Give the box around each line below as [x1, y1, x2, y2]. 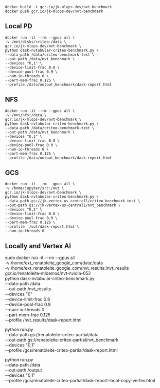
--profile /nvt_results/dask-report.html [5, 317, 82, 323]
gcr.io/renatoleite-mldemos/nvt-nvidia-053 [5, 270, 91, 276]
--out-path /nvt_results [5, 286, 51, 292]
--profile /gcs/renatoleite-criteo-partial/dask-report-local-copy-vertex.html [5, 378, 156, 384]
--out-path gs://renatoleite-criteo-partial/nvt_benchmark [5, 337, 119, 343]
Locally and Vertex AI [5, 242, 71, 250]
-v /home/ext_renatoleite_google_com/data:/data [5, 260, 103, 266]
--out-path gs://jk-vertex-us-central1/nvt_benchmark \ [5, 203, 121, 208]
